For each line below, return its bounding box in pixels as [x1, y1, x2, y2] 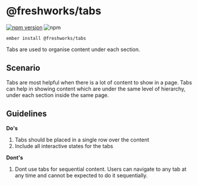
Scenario [6, 63, 40, 73]
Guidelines [6, 109, 47, 119]
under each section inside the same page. [6, 91, 109, 99]
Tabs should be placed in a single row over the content [14, 136, 150, 143]
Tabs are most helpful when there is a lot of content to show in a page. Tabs [6, 79, 192, 86]
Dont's [6, 153, 24, 161]
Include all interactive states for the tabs [14, 142, 114, 149]
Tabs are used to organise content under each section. [6, 46, 141, 53]
